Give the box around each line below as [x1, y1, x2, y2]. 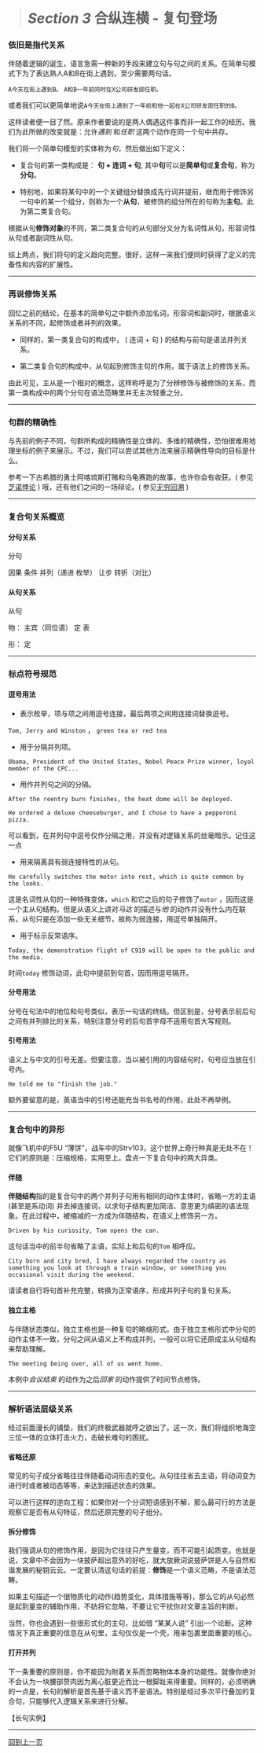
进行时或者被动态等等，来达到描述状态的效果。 [8, 1481, 159, 1491]
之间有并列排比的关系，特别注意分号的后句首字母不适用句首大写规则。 [8, 1016, 236, 1025]
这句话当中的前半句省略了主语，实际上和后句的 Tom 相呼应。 [8, 1241, 200, 1251]
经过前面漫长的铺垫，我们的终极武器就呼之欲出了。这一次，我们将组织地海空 [8, 1422, 256, 1432]
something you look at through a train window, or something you [8, 1264, 226, 1272]
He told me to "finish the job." [8, 1080, 118, 1088]
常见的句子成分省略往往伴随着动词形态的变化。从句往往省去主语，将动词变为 [8, 1471, 256, 1480]
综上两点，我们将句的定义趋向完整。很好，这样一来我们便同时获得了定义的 [8, 250, 249, 259]
